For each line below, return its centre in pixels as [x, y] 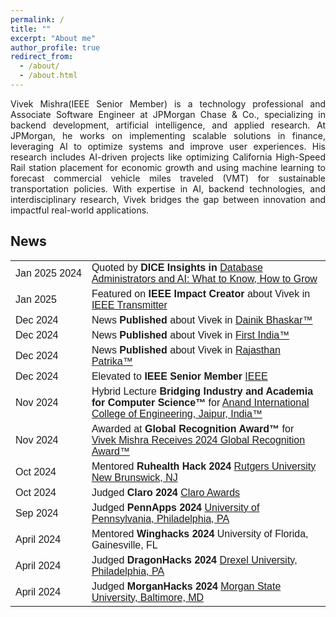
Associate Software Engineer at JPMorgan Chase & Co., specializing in [168, 114]
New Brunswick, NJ [134, 477]
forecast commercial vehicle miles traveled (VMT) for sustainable [168, 178]
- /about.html [48, 76]
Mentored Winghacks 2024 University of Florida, [200, 533]
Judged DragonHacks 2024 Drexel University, [194, 560]
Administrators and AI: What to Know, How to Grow [204, 278]
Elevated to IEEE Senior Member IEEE [179, 376]
